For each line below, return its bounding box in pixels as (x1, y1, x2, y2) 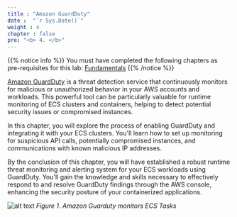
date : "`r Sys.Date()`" (7, 17, 84, 24)
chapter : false (7, 30, 55, 38)
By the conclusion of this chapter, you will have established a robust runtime (7, 157, 231, 167)
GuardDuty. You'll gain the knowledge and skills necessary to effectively (7, 173, 219, 182)
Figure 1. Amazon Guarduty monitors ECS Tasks (35, 201, 177, 210)
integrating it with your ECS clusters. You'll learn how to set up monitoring (7, 129, 224, 138)
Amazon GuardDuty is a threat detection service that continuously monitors (7, 77, 228, 86)
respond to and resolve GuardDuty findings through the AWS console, (7, 180, 212, 189)
